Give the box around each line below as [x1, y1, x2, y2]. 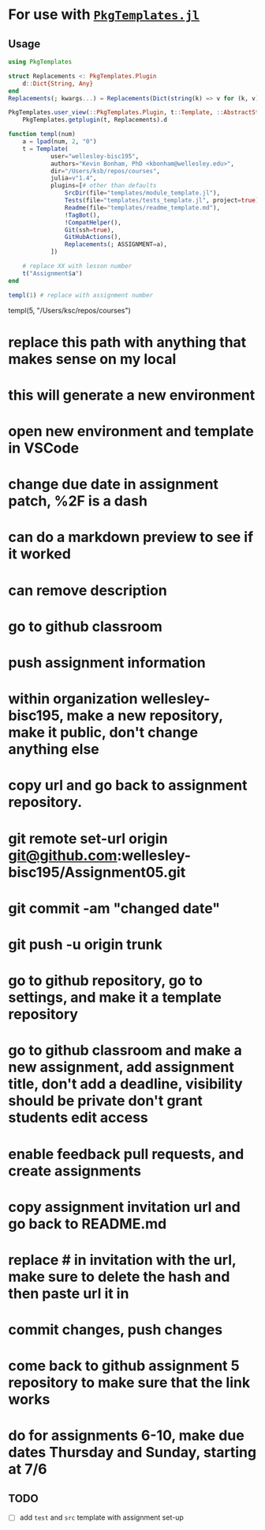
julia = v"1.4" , [50, 174, 97, 183]
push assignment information [8, 654, 207, 672]
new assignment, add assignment [8, 1059, 234, 1077]
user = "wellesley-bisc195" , [50, 152, 140, 160]
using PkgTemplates [8, 58, 73, 66]
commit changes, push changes [8, 1321, 223, 1339]
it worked [8, 545, 71, 563]
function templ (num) [8, 131, 77, 138]
